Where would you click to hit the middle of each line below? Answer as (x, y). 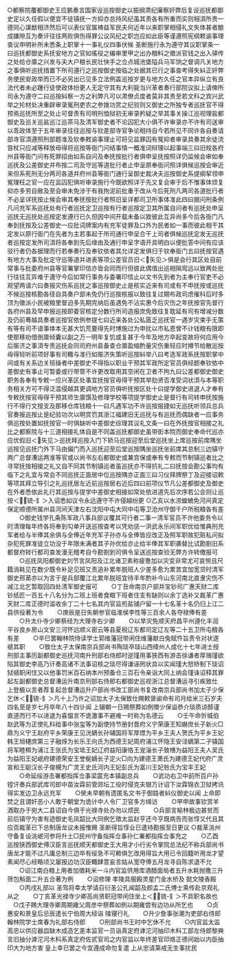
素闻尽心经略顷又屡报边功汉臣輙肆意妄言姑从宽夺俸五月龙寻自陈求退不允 (109, 862)
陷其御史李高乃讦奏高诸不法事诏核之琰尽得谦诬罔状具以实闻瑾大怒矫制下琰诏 (115, 664)
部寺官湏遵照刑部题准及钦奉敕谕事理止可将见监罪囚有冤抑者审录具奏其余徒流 (115, 139)
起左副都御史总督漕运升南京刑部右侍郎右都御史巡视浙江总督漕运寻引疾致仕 (112, 681)
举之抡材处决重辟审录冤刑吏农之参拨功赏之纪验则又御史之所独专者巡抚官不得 (115, 105)
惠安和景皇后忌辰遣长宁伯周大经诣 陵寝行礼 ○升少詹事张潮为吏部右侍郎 (114, 913)
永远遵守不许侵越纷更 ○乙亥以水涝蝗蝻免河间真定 (154, 500)
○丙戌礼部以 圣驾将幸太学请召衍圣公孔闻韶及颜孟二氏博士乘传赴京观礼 (119, 887)
